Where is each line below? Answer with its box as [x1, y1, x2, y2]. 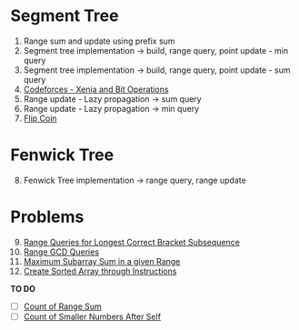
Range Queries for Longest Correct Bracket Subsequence [23, 236, 240, 247]
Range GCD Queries [23, 246, 99, 257]
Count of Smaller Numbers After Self [23, 311, 162, 322]
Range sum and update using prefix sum [23, 35, 175, 46]
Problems [10, 206, 85, 227]
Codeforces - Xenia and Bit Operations [23, 84, 169, 95]
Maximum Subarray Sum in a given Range [23, 255, 181, 266]
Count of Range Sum [23, 301, 103, 312]
